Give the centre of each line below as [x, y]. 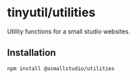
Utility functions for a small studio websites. [69, 31]
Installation [32, 53]
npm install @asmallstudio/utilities [61, 68]
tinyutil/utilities [51, 13]
